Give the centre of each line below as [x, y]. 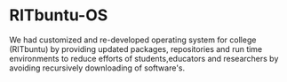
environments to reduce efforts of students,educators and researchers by [144, 58]
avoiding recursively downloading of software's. [97, 68]
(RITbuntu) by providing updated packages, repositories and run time [136, 48]
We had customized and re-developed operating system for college [133, 40]
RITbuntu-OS [59, 15]
